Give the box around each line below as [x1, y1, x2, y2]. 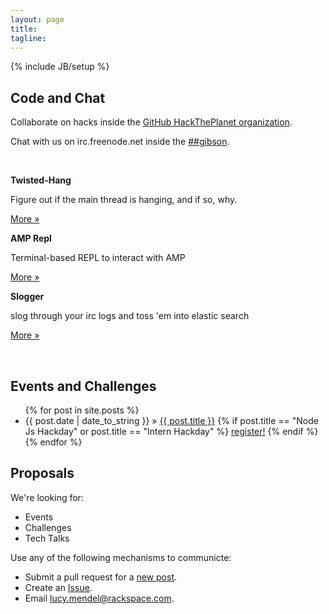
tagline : [10, 33, 47, 43]
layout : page [10, 14, 65, 25]
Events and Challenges [10, 377, 157, 395]
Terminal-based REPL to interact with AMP [10, 252, 186, 264]
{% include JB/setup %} [10, 61, 110, 73]
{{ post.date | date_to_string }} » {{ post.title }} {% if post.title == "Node [24, 415, 319, 426]
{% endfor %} [24, 436, 83, 448]
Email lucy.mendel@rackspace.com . [24, 592, 175, 604]
